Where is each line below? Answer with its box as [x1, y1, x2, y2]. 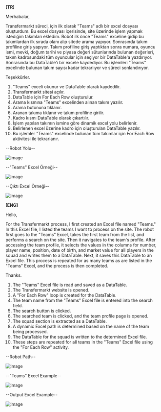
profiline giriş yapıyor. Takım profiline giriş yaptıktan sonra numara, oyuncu [5, 44, 156, 49]
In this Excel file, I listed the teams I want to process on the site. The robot [5, 226, 154, 232]
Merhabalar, [5, 14, 30, 19]
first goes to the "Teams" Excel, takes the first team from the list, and [5, 232, 144, 237]
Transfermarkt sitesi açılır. [12, 89, 65, 95]
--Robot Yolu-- [5, 145, 36, 151]
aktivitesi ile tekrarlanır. [12, 136, 60, 142]
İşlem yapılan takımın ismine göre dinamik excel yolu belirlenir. [12, 120, 138, 126]
